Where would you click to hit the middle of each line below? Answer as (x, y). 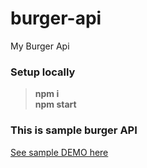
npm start (55, 104)
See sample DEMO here (59, 152)
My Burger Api (40, 46)
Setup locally (43, 72)
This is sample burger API (74, 130)
